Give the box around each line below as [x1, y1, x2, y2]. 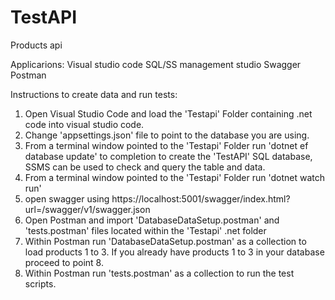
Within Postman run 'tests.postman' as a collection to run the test [24, 267, 295, 279]
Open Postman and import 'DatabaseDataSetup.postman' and [24, 214, 280, 226]
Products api [10, 39, 63, 51]
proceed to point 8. [24, 256, 104, 268]
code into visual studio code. [24, 118, 145, 130]
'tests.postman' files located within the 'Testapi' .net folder [24, 224, 267, 236]
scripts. [24, 277, 57, 290]
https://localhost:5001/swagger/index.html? [111, 192, 291, 205]
